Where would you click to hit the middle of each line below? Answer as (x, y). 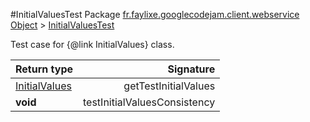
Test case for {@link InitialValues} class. (92, 44)
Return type (44, 69)
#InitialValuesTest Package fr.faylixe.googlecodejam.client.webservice (155, 14)
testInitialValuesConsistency (149, 102)
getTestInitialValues (169, 86)
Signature (191, 69)
